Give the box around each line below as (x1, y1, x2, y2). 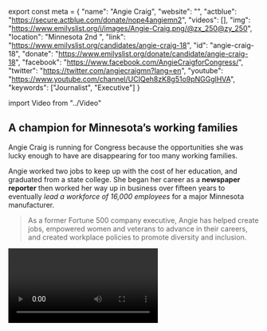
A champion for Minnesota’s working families (8, 121, 238, 134)
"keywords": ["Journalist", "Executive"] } (8, 83, 141, 92)
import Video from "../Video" (8, 99, 102, 107)
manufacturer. (8, 200, 54, 209)
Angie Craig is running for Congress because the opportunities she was (8, 142, 244, 152)
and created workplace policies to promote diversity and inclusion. (27, 232, 247, 242)
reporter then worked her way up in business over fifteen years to (8, 183, 226, 193)
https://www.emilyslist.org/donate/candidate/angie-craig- (58, 49, 249, 58)
